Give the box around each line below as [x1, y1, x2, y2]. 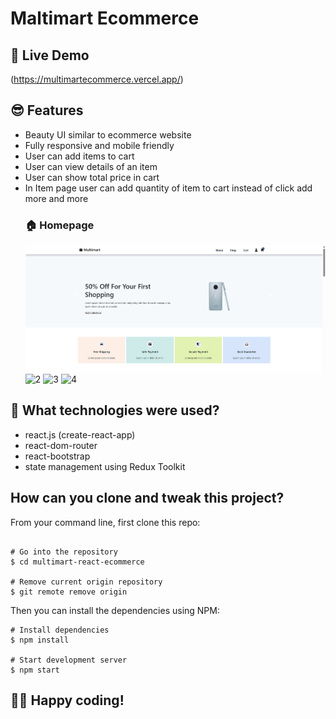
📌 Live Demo [10, 47, 90, 64]
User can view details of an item [24, 160, 158, 172]
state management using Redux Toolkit [24, 460, 186, 472]
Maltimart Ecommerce [10, 7, 200, 30]
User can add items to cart [24, 150, 135, 162]
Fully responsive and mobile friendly [24, 139, 175, 151]
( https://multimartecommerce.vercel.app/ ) [10, 73, 184, 85]
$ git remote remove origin [10, 587, 128, 597]
